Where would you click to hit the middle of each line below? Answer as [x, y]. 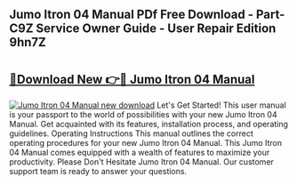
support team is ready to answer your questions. [98, 171]
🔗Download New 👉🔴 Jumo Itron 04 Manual [132, 79]
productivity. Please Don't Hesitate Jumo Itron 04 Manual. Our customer [141, 162]
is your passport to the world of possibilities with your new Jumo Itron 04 [143, 114]
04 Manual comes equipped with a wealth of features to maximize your [140, 152]
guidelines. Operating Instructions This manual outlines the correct [131, 133]
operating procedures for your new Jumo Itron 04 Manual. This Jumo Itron [146, 143]
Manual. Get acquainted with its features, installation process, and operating [149, 124]
